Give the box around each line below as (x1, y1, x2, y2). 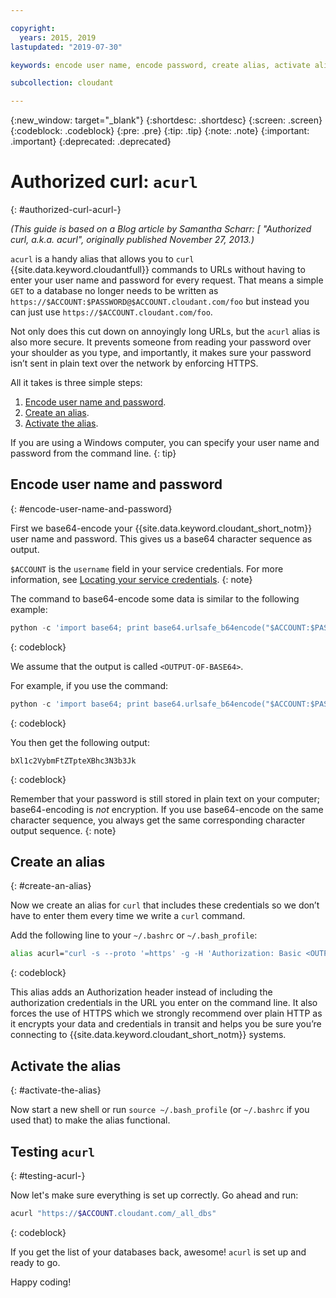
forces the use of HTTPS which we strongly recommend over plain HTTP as (10, 1007, 323, 1020)
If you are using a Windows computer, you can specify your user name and (10, 437, 320, 449)
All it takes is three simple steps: (10, 377, 143, 389)
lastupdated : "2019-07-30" (10, 42, 123, 52)
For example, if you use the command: (10, 679, 169, 691)
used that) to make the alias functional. (10, 1114, 171, 1126)
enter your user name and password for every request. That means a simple (10, 274, 324, 286)
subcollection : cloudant (10, 78, 114, 88)
